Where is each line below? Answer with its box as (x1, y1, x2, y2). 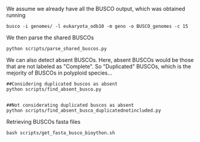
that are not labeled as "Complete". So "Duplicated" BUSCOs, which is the (6, 63, 192, 70)
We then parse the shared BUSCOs (6, 34, 94, 41)
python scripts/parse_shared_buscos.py (6, 46, 107, 52)
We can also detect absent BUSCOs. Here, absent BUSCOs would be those (6, 56, 194, 63)
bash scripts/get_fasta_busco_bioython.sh (6, 130, 115, 136)
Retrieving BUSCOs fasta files (6, 118, 81, 125)
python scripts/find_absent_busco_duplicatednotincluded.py (6, 107, 162, 113)
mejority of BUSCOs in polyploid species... (6, 69, 113, 76)
